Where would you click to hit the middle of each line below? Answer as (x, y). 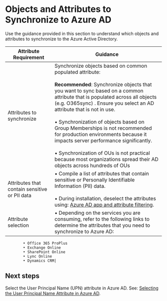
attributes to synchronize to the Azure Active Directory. (62, 39)
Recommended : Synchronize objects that (103, 84)
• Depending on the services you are (97, 213)
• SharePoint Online (44, 252)
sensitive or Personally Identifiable (95, 179)
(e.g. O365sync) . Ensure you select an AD (104, 103)
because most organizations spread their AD (107, 159)
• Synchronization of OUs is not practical (102, 153)
